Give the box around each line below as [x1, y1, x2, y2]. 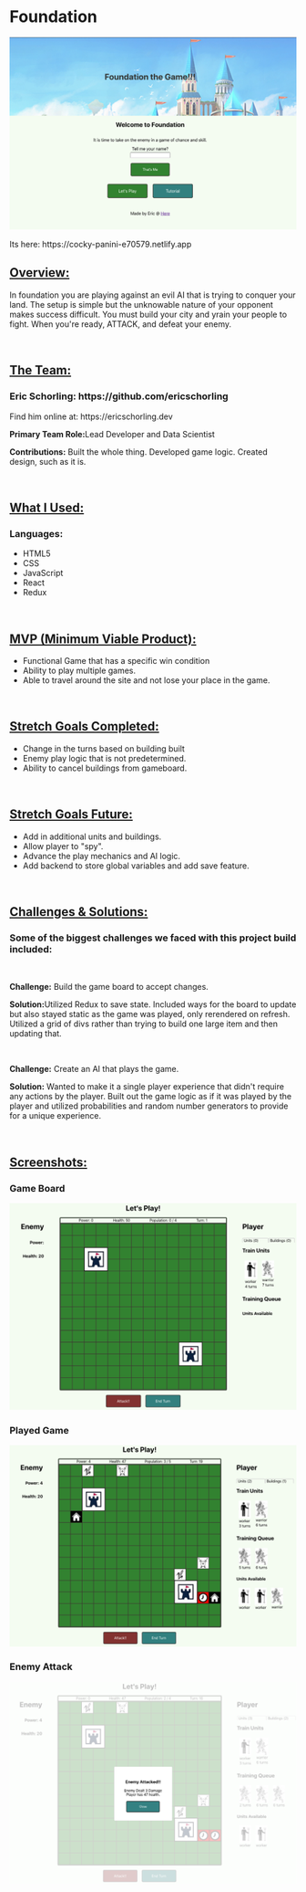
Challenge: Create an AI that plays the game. [9, 1064, 179, 1075]
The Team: [9, 363, 72, 378]
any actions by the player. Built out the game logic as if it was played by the [9, 1091, 292, 1102]
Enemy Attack [9, 1660, 73, 1673]
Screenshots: [9, 1154, 88, 1170]
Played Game [9, 1424, 70, 1436]
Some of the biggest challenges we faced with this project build [9, 931, 297, 944]
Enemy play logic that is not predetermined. [22, 752, 187, 763]
